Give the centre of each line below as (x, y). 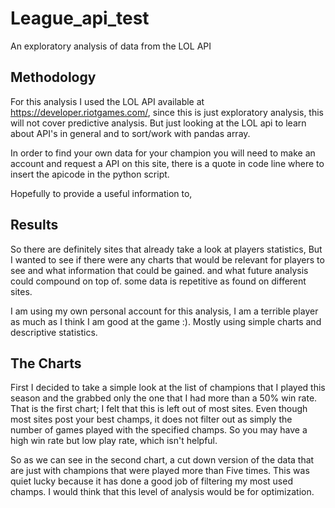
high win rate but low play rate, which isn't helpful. (114, 441)
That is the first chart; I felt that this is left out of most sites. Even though (159, 409)
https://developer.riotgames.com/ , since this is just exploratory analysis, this (167, 112)
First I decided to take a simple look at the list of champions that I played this (168, 388)
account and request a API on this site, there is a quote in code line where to (167, 163)
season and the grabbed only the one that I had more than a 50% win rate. (164, 398)
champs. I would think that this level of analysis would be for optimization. (162, 492)
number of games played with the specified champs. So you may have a (159, 430)
